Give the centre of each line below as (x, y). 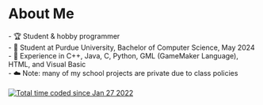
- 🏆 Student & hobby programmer (64, 36)
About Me (41, 14)
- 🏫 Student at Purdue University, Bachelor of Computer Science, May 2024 (131, 47)
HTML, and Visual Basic (47, 64)
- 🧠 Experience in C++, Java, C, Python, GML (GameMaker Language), (124, 55)
